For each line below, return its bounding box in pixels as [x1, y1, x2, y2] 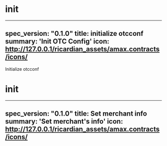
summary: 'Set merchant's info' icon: [5, 117, 123, 126]
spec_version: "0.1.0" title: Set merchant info [5, 110, 148, 118]
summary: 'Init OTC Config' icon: [5, 37, 109, 46]
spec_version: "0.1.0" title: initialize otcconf [5, 29, 144, 38]
